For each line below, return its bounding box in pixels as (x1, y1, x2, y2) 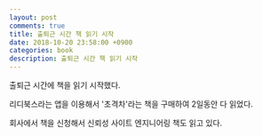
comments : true (9, 21, 66, 30)
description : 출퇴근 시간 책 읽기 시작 (9, 54, 139, 63)
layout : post (9, 12, 58, 22)
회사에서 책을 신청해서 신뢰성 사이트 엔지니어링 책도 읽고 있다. (9, 117, 223, 128)
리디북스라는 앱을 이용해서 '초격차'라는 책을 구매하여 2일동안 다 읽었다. (9, 99, 253, 109)
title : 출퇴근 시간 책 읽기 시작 (9, 29, 115, 38)
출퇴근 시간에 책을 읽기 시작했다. (9, 80, 122, 90)
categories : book (9, 46, 74, 55)
